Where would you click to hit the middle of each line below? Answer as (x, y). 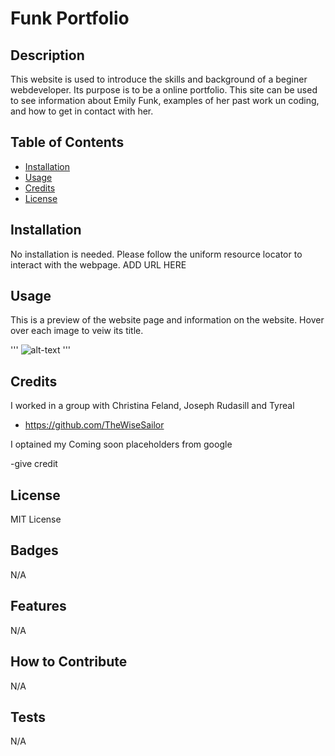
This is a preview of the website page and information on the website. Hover (167, 320)
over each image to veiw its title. (77, 331)
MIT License (36, 519)
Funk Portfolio (70, 18)
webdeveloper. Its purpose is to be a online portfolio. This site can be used (164, 90)
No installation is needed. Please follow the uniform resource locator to (156, 254)
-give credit (34, 464)
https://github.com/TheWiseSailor (94, 425)
